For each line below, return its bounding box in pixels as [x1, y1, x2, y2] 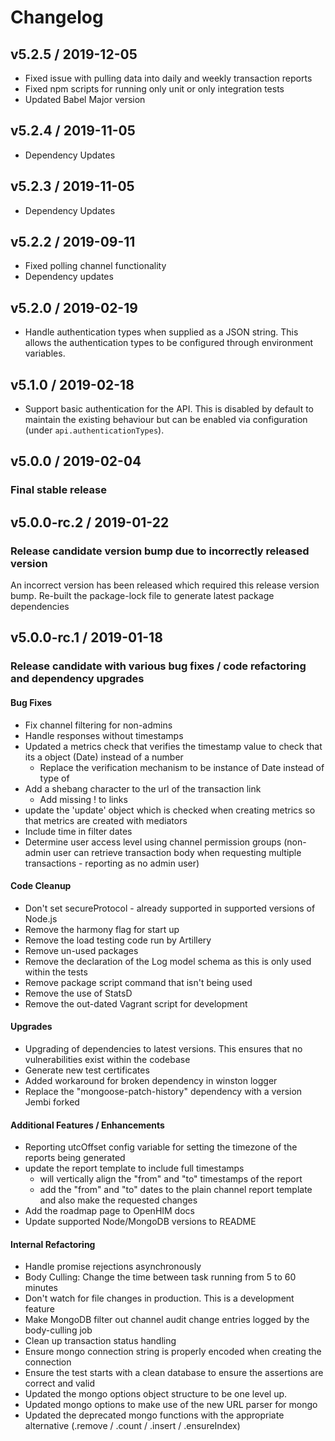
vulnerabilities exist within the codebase [24, 1053, 191, 1065]
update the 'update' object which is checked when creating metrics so [24, 804, 316, 816]
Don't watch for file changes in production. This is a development [24, 1292, 295, 1305]
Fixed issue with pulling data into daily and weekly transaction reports [24, 72, 313, 84]
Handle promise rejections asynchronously [24, 1261, 202, 1273]
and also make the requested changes [39, 1194, 198, 1206]
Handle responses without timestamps [24, 729, 184, 741]
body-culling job [24, 1324, 93, 1336]
